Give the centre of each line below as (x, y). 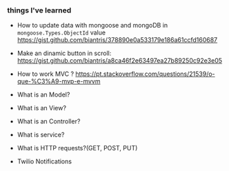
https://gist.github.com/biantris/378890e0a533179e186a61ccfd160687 (117, 40)
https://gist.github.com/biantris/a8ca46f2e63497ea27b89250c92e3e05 (120, 61)
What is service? (41, 135)
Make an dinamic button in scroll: (64, 53)
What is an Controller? (49, 121)
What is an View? (42, 108)
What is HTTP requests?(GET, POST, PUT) (77, 148)
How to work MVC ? (46, 74)
